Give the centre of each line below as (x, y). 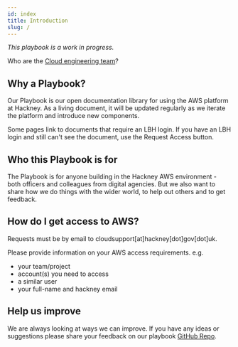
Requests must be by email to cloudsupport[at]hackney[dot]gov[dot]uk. (113, 238)
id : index (22, 14)
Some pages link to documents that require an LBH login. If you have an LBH (119, 129)
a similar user (37, 281)
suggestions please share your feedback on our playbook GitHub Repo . (112, 336)
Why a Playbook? (47, 84)
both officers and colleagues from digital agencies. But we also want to (112, 184)
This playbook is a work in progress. (61, 48)
